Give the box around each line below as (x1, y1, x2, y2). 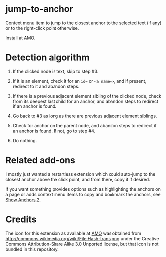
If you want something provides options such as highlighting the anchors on (5, 186, 161, 192)
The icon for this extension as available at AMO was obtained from (5, 230, 142, 236)
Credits (5, 214, 37, 225)
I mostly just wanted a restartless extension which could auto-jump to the (5, 171, 156, 177)
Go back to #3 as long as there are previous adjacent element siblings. (12, 113, 157, 119)
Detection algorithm (5, 52, 90, 63)
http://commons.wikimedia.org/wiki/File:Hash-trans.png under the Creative (5, 235, 159, 241)
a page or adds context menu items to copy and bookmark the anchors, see (5, 191, 161, 197)
